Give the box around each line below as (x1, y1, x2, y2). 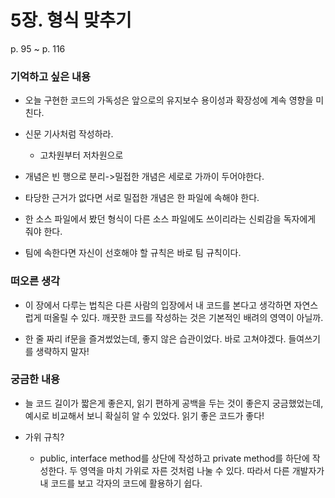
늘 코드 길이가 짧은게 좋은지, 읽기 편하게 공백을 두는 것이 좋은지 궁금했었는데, (24, 397, 324, 409)
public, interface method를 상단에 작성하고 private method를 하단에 (39, 452, 310, 464)
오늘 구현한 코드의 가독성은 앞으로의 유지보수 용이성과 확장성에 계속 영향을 (24, 94, 314, 106)
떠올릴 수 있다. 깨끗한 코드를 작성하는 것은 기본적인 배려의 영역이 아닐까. (43, 311, 324, 323)
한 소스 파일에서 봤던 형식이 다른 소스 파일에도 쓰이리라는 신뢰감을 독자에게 (24, 213, 317, 225)
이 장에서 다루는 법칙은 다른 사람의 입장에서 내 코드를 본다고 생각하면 (24, 299, 292, 311)
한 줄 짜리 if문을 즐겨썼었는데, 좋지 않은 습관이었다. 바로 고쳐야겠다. (24, 332, 287, 345)
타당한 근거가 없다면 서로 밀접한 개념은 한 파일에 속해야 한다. (24, 192, 260, 204)
